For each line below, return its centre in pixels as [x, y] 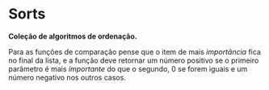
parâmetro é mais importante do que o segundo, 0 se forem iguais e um [128, 68]
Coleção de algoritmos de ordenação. [73, 36]
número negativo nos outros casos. [67, 77]
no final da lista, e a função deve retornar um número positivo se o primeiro [134, 60]
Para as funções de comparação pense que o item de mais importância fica [134, 51]
